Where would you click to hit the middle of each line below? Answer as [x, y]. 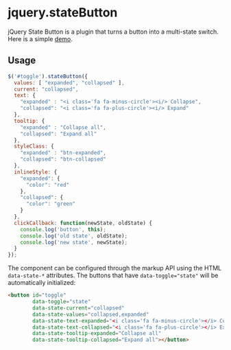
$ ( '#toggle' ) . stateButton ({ [48, 76]
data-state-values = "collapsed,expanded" [91, 314]
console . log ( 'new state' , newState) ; [74, 242]
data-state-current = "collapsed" [79, 308]
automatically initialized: [42, 283]
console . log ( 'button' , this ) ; [63, 229]
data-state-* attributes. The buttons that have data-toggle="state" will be [113, 275]
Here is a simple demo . [40, 38]
